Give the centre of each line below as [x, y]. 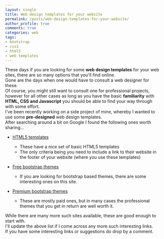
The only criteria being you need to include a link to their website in [88, 152]
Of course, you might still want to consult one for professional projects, [77, 91]
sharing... [15, 128]
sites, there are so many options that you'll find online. [60, 75]
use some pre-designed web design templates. [54, 117]
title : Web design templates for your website [54, 14]
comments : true [21, 28]
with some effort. [22, 106]
